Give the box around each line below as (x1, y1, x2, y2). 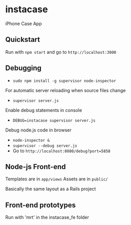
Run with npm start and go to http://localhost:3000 (5, 49, 117, 55)
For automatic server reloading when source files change (5, 87, 126, 93)
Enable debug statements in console (5, 107, 82, 113)
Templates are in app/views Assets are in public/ (5, 176, 108, 182)
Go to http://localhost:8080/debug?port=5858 (12, 147, 111, 154)
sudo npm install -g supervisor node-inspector (12, 78, 116, 83)
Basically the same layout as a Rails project (5, 186, 96, 192)
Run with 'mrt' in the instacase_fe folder (5, 214, 90, 220)
